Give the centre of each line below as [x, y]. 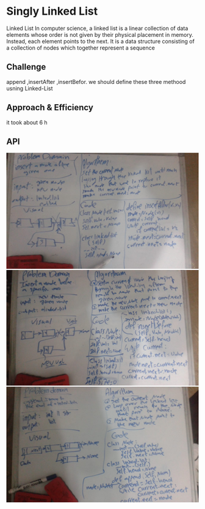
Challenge [26, 67]
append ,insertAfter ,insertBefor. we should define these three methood [96, 81]
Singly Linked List [52, 11]
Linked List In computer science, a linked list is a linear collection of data [97, 28]
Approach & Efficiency [50, 107]
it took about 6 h [27, 122]
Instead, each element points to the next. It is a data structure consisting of [101, 41]
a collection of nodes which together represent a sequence [81, 48]
